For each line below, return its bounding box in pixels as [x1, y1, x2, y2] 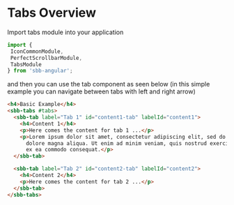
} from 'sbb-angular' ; [7, 68, 73, 75]
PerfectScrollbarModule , [10, 54, 82, 61]
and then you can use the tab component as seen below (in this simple [7, 80, 210, 89]
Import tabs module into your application [7, 28, 124, 36]
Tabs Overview [7, 5, 96, 21]
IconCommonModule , [10, 47, 64, 55]
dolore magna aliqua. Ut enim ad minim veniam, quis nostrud [25, 139, 208, 147]
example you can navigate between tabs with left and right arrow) [7, 87, 196, 96]
